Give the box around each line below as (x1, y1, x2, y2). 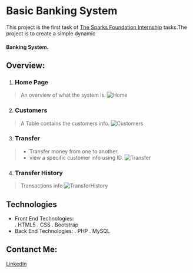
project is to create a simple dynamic (6, 29, 96, 37)
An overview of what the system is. (20, 91, 106, 98)
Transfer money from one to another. (29, 147, 119, 154)
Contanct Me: (6, 245, 58, 255)
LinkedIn (6, 260, 27, 267)
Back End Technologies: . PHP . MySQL (14, 227, 111, 234)
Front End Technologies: (14, 215, 74, 222)
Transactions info (20, 182, 63, 189)
